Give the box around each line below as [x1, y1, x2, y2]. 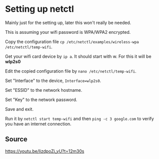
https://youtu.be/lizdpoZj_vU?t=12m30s [5, 148, 85, 154]
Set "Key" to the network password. [5, 97, 77, 103]
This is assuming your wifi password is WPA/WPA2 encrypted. [5, 29, 131, 35]
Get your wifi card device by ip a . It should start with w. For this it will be [5, 53, 152, 59]
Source [5, 135, 28, 143]
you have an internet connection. [5, 121, 72, 127]
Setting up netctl [5, 3, 74, 15]
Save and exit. [5, 106, 34, 112]
